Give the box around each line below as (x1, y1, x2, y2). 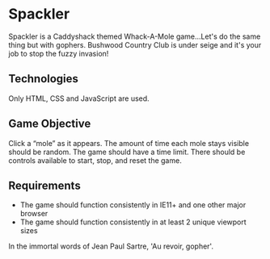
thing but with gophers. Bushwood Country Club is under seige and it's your (8, 40, 262, 49)
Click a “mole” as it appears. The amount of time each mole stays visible (8, 138, 249, 148)
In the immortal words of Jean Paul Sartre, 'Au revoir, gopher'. (8, 241, 214, 251)
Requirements (8, 178, 81, 192)
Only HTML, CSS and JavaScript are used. (8, 94, 150, 103)
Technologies (8, 72, 79, 86)
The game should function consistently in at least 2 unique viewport (19, 217, 247, 227)
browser (19, 209, 49, 219)
